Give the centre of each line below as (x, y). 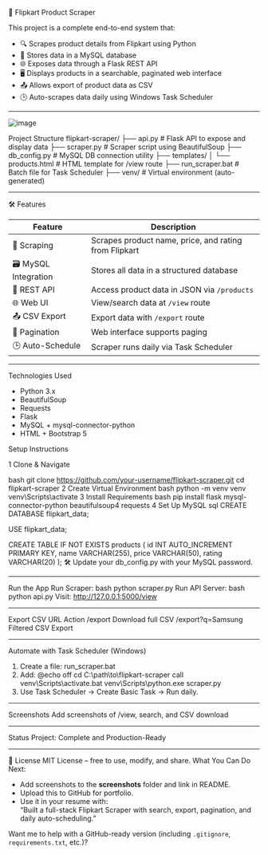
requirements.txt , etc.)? (48, 842)
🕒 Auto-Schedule (47, 345)
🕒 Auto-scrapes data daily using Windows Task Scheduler (116, 97)
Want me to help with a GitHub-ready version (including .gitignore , (120, 834)
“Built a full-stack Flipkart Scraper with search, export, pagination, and (136, 810)
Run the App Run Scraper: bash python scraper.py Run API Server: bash (127, 588)
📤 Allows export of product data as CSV (86, 85)
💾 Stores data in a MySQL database (78, 55)
